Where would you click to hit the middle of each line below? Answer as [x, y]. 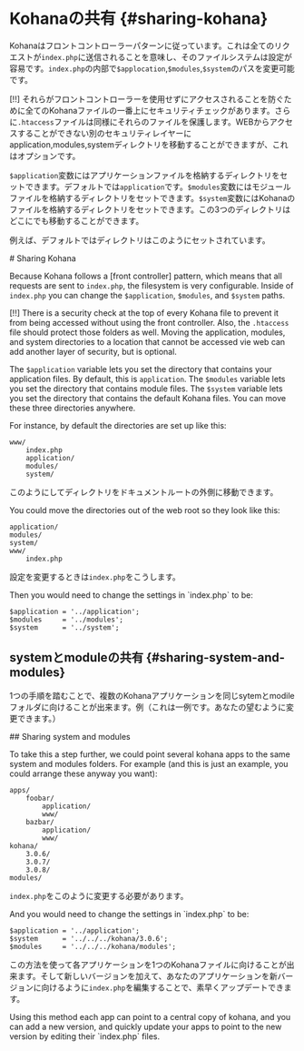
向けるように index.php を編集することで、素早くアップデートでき [162, 987]
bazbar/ [40, 822]
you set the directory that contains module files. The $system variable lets [146, 389]
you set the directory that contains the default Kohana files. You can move [148, 398]
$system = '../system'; [64, 627]
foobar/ [40, 798]
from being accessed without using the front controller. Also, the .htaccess [149, 322]
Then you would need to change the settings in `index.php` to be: [132, 595]
